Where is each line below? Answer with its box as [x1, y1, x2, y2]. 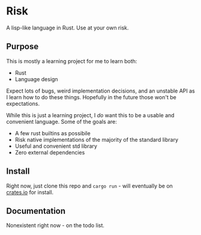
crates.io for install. [6, 188, 54, 196]
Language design [14, 75, 58, 82]
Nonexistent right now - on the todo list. [6, 222, 105, 229]
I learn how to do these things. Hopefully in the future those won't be [6, 93, 177, 100]
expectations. [6, 100, 40, 107]
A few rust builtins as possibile [14, 129, 91, 136]
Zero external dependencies [14, 148, 85, 156]
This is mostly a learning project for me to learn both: [6, 57, 137, 64]
